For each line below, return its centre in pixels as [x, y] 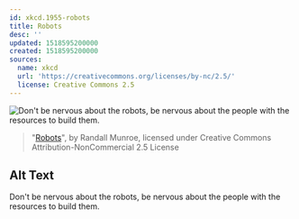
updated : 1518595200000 [54, 43]
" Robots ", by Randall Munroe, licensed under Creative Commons [151, 137]
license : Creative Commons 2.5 [76, 85]
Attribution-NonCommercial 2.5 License [105, 147]
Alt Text [32, 175]
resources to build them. [55, 206]
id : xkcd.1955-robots [50, 18]
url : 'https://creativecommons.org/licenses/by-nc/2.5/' [127, 77]
